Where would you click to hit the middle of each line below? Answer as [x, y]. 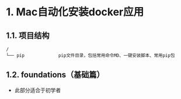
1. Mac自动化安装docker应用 [75, 12]
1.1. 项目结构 [28, 35]
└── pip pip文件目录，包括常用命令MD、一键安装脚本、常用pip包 [90, 56]
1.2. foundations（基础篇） [55, 75]
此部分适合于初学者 [38, 90]
